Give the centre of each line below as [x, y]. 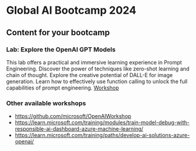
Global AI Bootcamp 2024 [71, 10]
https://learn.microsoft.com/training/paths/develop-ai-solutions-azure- [102, 135]
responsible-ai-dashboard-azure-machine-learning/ [79, 129]
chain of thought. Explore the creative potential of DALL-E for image [90, 75]
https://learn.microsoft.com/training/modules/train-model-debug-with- [102, 122]
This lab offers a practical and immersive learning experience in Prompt [94, 62]
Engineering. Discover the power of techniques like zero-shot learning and [98, 69]
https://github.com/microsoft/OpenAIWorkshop [73, 116]
